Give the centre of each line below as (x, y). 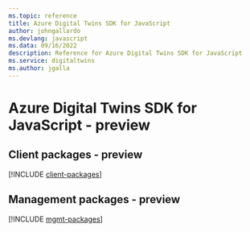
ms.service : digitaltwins (51, 61)
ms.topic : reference (43, 16)
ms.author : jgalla (39, 68)
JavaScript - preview (80, 125)
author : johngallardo (45, 31)
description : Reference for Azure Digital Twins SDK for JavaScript (125, 53)
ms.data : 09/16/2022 (43, 46)
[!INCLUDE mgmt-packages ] (55, 219)
